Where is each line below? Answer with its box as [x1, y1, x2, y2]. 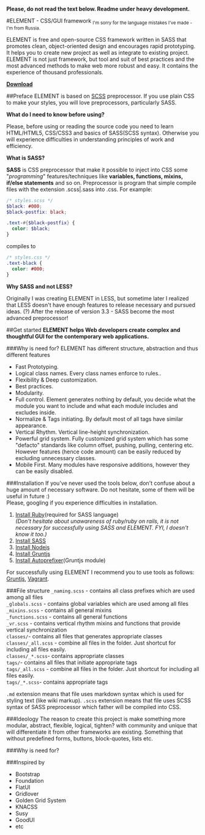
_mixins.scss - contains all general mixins [6, 606, 112, 614]
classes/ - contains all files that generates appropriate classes [6, 632, 163, 640]
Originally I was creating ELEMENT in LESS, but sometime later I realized [6, 294, 189, 302]
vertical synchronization [6, 626, 67, 633]
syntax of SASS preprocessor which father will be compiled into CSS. [6, 703, 181, 710]
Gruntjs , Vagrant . [6, 574, 50, 582]
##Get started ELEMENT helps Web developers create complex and [6, 326, 181, 334]
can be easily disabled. [15, 467, 73, 475]
